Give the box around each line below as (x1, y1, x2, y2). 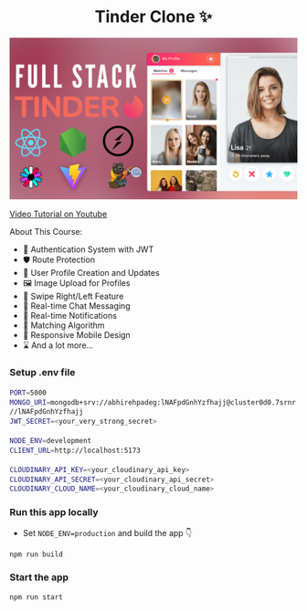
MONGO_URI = (9, 397, 51, 407)
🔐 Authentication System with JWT (22, 244, 154, 255)
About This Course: (9, 226, 83, 237)
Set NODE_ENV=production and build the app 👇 (22, 527, 193, 538)
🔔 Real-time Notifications (22, 311, 117, 321)
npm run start (9, 592, 64, 602)
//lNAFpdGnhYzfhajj (9, 407, 84, 416)
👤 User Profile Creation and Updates (22, 268, 160, 279)
